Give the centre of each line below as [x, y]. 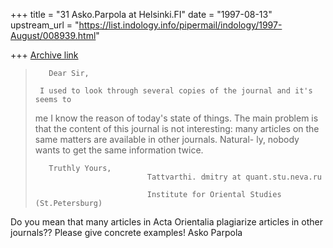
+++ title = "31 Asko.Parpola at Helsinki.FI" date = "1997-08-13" [141, 14]
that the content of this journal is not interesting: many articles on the [177, 128]
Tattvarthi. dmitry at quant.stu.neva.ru [234, 177]
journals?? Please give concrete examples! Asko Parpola [126, 232]
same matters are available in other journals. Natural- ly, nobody [167, 139]
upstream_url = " [45, 25]
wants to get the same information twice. [119, 150]
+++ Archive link [44, 55]
